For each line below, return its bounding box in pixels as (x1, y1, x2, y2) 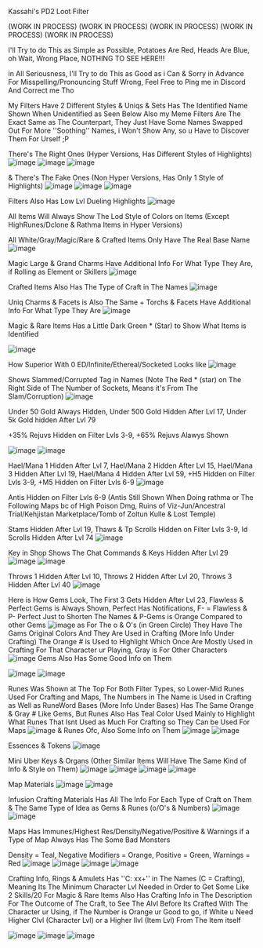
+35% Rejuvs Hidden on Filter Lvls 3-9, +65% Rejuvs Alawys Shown (8, 431, 229, 439)
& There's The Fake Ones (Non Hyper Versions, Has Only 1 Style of (8, 173, 225, 182)
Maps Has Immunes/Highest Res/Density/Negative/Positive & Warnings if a (8, 827, 250, 836)
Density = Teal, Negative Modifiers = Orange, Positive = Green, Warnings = (8, 851, 250, 859)
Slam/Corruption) (8, 392, 64, 401)
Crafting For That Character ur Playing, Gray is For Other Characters (8, 645, 228, 654)
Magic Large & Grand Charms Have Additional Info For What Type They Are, (8, 259, 253, 268)
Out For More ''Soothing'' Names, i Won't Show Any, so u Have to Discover (8, 126, 250, 135)
